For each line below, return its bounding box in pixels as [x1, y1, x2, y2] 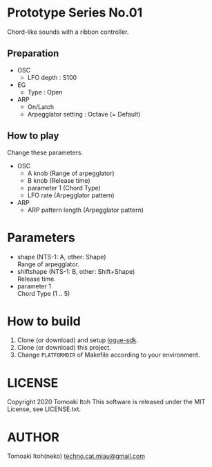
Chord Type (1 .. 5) [17, 289, 70, 297]
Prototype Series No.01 [7, 5, 143, 21]
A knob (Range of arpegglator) [27, 169, 115, 177]
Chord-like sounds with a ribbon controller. [7, 28, 129, 36]
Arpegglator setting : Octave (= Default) [27, 110, 141, 118]
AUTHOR [7, 429, 60, 445]
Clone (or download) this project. [17, 344, 112, 352]
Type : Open [27, 88, 63, 96]
